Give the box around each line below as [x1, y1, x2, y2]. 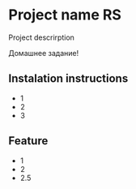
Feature [8, 134, 49, 148]
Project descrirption [8, 32, 75, 42]
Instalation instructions [8, 71, 129, 86]
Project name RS [8, 6, 121, 24]
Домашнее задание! [8, 48, 79, 58]
